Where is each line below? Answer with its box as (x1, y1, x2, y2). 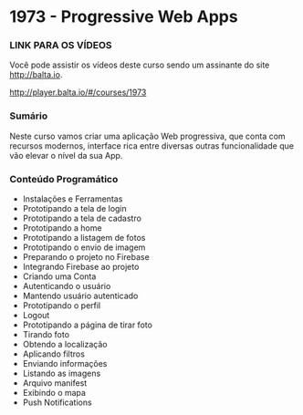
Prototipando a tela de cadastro (22, 213, 141, 224)
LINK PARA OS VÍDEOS (9, 39, 112, 52)
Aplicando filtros (22, 348, 85, 359)
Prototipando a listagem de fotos (22, 233, 146, 244)
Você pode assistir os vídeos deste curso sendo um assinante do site (9, 59, 270, 70)
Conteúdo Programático (9, 172, 119, 185)
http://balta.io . (9, 69, 63, 80)
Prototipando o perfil (22, 300, 101, 311)
